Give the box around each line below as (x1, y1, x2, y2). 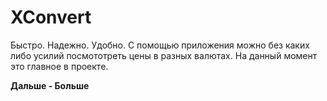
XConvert (10, 6, 92, 29)
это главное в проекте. (10, 60, 109, 72)
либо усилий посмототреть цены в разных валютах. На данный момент (10, 49, 318, 61)
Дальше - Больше (10, 79, 90, 91)
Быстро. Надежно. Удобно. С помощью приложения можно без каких (10, 39, 310, 51)
